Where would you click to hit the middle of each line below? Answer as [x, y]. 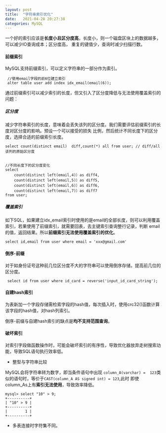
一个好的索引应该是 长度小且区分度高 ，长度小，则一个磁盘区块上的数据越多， [83, 38]
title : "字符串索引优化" [29, 14]
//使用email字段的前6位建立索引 [36, 79]
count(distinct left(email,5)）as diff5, [57, 180]
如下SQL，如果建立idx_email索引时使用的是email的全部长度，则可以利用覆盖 [83, 220]
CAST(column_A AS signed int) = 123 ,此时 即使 [92, 378]
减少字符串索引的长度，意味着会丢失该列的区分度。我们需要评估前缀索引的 [81, 125]
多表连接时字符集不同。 [36, 425]
